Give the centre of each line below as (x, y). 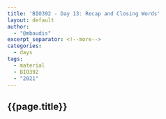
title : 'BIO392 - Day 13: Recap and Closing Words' (84, 14)
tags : (15, 59)
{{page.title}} (37, 106)
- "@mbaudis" (32, 33)
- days (23, 53)
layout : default (31, 20)
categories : (24, 46)
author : (18, 26)
